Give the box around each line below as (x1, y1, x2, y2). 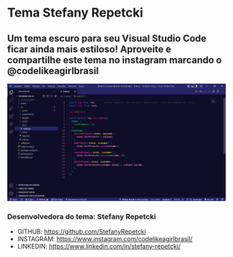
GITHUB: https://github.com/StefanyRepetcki (17, 227, 146, 236)
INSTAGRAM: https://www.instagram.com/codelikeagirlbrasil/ (17, 235, 193, 243)
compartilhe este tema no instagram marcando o (7, 54, 222, 66)
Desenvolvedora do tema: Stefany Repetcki (7, 211, 156, 221)
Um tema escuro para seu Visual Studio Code (7, 33, 207, 44)
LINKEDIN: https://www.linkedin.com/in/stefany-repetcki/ (17, 242, 181, 251)
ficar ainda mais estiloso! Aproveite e (7, 43, 171, 55)
